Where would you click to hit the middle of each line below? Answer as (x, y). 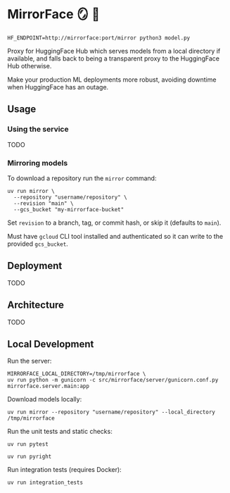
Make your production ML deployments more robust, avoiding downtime (112, 80)
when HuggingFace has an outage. (58, 87)
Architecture (36, 305)
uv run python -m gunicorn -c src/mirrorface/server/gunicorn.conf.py (113, 380)
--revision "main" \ (44, 203)
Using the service (38, 130)
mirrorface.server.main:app (49, 386)
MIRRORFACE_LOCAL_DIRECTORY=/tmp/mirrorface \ (77, 374)
